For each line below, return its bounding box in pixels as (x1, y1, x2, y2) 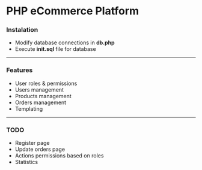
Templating (14, 105, 43, 112)
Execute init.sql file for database (14, 45, 96, 53)
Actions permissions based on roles (14, 152, 104, 159)
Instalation (6, 26, 38, 34)
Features (6, 66, 33, 74)
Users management (14, 86, 64, 93)
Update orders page (14, 145, 65, 153)
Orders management (14, 99, 67, 106)
